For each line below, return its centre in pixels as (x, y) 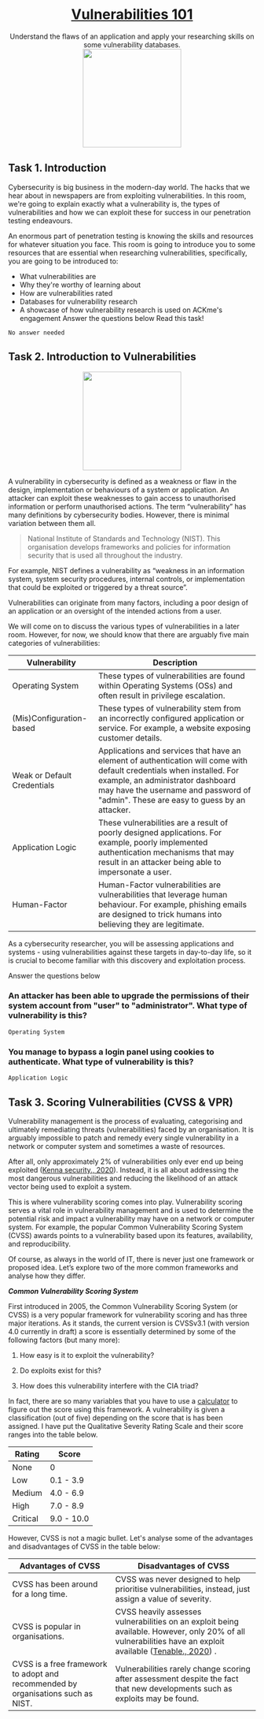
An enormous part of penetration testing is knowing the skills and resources (131, 236)
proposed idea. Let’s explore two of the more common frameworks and (123, 1267)
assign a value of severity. (163, 1598)
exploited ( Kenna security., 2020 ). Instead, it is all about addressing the (123, 1169)
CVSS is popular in (46, 1626)
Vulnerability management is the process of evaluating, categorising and (126, 1121)
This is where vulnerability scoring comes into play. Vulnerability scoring (125, 1202)
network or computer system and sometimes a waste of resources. (117, 1146)
